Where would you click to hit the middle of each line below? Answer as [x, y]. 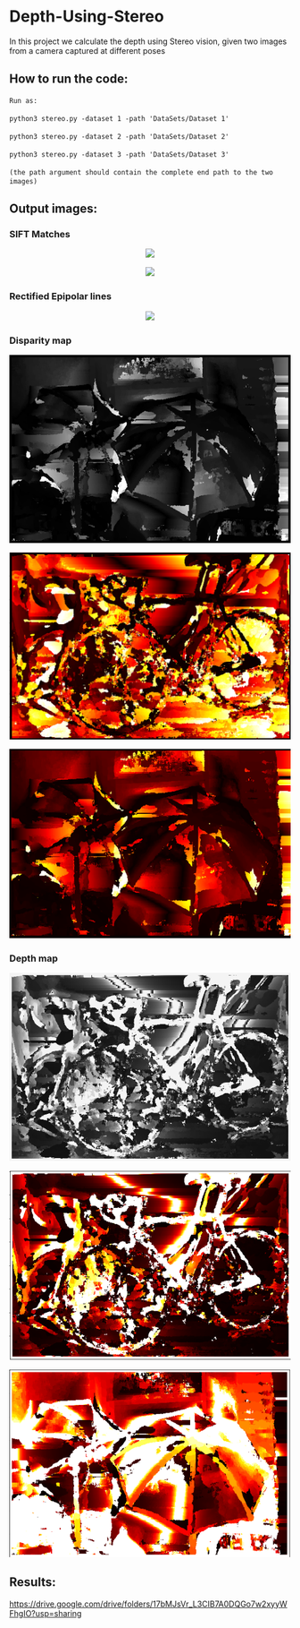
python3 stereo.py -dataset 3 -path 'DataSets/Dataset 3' [119, 154]
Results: [33, 1582]
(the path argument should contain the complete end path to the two [142, 172]
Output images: [54, 209]
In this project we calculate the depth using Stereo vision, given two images [148, 41]
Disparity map [41, 340]
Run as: [24, 100]
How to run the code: [69, 79]
